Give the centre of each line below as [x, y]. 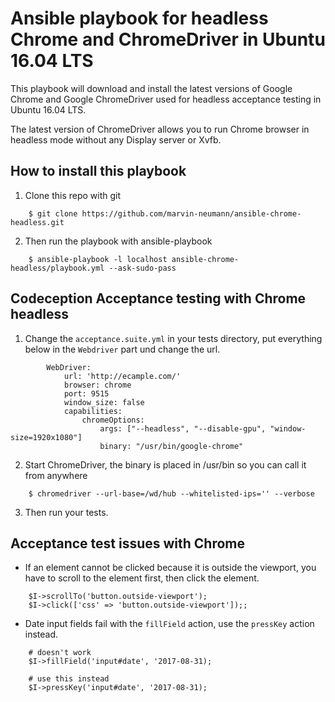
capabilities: [93, 411]
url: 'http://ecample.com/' [122, 376]
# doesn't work [60, 653]
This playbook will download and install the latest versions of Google [151, 88]
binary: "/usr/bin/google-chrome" [171, 446]
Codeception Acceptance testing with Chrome [158, 298]
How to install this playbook [98, 171]
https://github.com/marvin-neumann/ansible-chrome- [191, 213]
